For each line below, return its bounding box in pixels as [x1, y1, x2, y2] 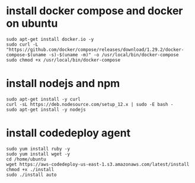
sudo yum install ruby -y [6, 146, 70, 152]
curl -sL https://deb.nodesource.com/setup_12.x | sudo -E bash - [6, 101, 174, 107]
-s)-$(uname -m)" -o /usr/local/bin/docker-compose [48, 52, 179, 57]
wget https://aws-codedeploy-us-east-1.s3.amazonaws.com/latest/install [6, 161, 190, 167]
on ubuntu [6, 17, 58, 30]
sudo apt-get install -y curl [6, 96, 81, 102]
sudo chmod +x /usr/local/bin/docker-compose [6, 57, 120, 63]
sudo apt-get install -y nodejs [6, 107, 86, 113]
